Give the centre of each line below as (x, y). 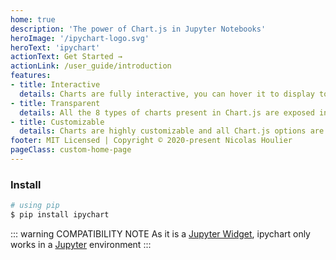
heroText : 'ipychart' (55, 47)
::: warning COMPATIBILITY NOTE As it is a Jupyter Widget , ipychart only (160, 233)
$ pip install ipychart (60, 215)
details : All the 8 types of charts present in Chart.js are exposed (167, 112)
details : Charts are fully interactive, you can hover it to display (167, 94)
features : (31, 76)
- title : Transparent (55, 103)
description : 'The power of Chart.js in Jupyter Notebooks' (138, 29)
